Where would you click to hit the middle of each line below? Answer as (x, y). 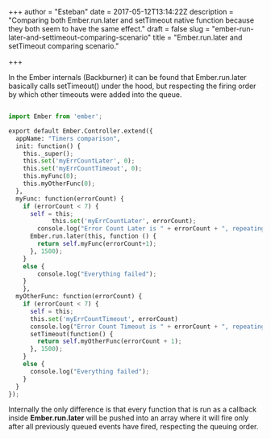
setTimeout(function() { (71, 334)
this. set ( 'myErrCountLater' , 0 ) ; (79, 161)
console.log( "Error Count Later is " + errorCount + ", (133, 229)
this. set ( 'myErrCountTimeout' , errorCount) (104, 319)
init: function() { (48, 146)
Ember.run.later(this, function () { (93, 236)
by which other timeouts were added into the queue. (95, 95)
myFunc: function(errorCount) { (70, 198)
